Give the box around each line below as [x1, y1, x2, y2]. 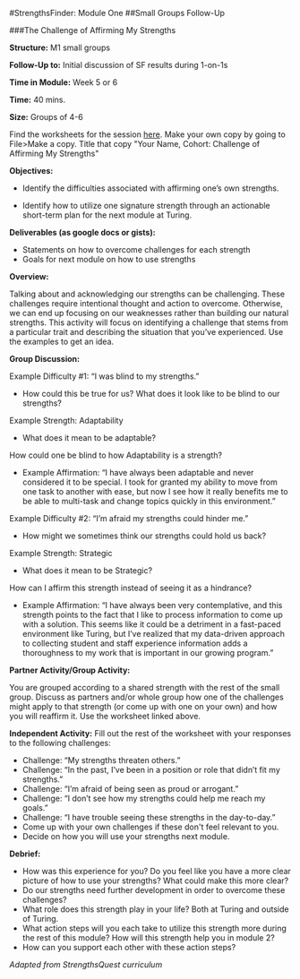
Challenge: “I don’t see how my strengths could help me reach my [21, 793, 266, 803]
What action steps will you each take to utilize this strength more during [21, 923, 287, 933]
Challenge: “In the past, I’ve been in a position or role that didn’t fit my [21, 765, 280, 775]
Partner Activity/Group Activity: [9, 665, 131, 675]
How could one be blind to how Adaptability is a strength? [9, 450, 222, 460]
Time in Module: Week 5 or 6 [9, 77, 118, 88]
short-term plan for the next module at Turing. [21, 210, 193, 220]
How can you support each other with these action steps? [21, 942, 236, 952]
